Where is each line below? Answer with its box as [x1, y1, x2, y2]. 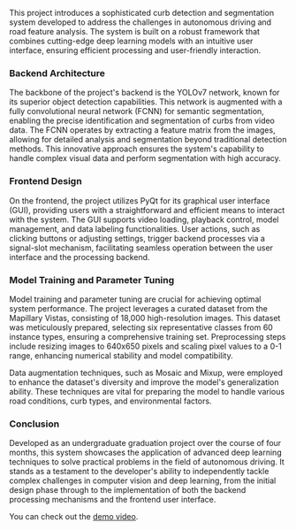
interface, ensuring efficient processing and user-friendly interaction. [9, 45, 262, 56]
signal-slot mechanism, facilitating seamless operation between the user [9, 242, 274, 253]
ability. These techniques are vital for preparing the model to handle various [9, 386, 285, 396]
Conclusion [9, 418, 60, 430]
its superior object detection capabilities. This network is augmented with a [9, 96, 283, 107]
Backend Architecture [9, 66, 106, 79]
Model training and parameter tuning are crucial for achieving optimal [9, 294, 262, 304]
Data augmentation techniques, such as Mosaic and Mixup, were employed [9, 367, 284, 378]
